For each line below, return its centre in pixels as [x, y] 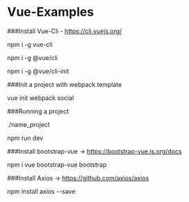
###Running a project [38, 111]
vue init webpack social [41, 98]
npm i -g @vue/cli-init [38, 71]
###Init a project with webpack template [64, 84]
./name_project [29, 124]
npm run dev [25, 138]
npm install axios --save [41, 191]
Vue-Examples [51, 12]
